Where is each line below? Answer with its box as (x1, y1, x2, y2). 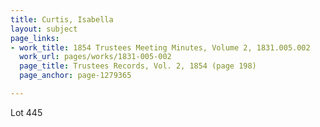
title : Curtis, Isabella (10, 14, 114, 25)
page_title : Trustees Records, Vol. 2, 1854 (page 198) (19, 61, 257, 71)
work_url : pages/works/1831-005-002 (19, 52, 172, 62)
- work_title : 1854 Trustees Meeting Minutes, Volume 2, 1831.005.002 (10, 42, 311, 53)
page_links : (10, 33, 60, 43)
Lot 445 (10, 106, 43, 118)
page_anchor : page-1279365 (19, 71, 132, 81)
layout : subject (10, 24, 78, 34)
